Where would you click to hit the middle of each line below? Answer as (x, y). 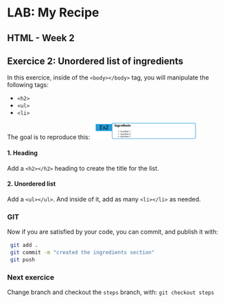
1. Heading (22, 153)
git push (23, 259)
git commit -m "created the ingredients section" (82, 252)
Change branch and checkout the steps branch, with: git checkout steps (111, 292)
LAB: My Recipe (53, 13)
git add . (24, 245)
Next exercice (31, 277)
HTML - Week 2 (41, 38)
